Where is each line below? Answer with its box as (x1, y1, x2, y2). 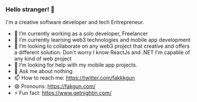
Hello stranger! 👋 (5, 5, 55, 14)
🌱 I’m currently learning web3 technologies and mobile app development (14, 37, 191, 44)
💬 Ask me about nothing (14, 68, 73, 75)
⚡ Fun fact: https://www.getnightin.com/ (14, 90, 112, 97)
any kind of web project (14, 55, 72, 62)
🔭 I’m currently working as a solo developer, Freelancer (14, 30, 149, 37)
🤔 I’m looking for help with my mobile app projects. (14, 61, 137, 68)
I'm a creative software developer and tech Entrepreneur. (5, 19, 145, 26)
